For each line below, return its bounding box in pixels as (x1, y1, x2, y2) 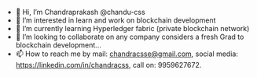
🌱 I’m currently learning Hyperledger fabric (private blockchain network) (15, 24, 250, 33)
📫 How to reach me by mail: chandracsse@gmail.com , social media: (15, 49, 238, 58)
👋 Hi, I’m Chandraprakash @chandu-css (15, 8, 145, 16)
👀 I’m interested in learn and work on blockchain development (15, 16, 216, 25)
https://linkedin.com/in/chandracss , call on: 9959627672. (15, 61, 202, 69)
